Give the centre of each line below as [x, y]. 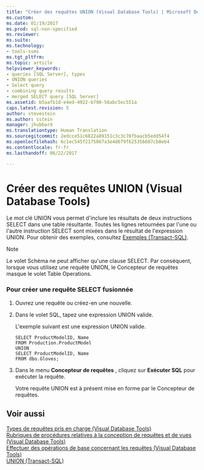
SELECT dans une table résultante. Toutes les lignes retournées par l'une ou [101, 225]
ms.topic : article [29, 63]
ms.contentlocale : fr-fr [38, 147]
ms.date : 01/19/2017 [32, 23]
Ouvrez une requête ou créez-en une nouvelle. [73, 303]
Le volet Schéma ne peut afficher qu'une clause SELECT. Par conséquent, [99, 261]
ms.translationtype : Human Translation [57, 131]
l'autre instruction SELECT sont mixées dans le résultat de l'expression [95, 231]
